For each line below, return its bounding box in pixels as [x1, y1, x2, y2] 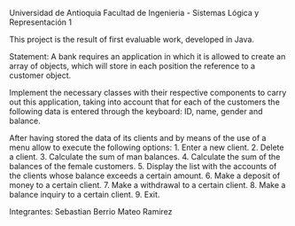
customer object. [9, 70, 72, 81]
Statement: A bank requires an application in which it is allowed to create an [9, 51, 286, 61]
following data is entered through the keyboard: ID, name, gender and [9, 106, 263, 116]
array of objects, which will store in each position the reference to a [9, 61, 255, 71]
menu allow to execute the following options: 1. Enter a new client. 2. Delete [9, 142, 284, 152]
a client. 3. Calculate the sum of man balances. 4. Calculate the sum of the [9, 152, 281, 162]
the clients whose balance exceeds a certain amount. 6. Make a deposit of [9, 170, 281, 181]
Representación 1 [9, 17, 73, 27]
